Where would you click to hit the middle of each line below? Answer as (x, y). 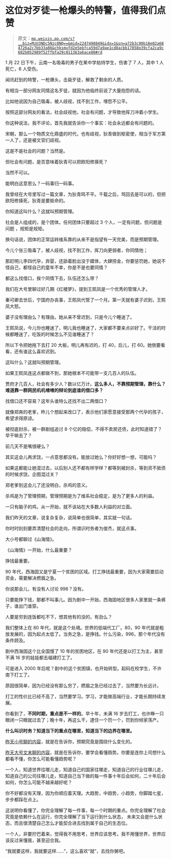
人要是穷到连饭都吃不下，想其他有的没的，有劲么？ (59, 617)
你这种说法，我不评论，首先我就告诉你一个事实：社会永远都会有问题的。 (81, 123)
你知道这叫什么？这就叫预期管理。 (41, 211)
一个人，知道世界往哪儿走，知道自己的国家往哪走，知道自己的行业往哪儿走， (85, 769)
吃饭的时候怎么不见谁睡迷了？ (63, 334)
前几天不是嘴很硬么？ (27, 446)
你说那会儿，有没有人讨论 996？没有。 (46, 589)
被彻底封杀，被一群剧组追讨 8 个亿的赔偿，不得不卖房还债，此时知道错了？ (84, 429)
